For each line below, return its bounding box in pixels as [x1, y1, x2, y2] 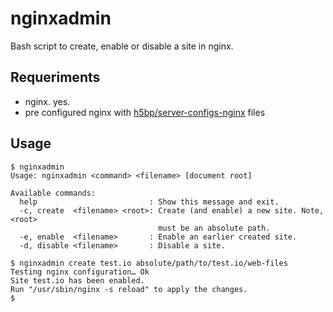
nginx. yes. [24, 95, 71, 107]
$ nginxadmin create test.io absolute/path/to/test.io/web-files [10, 258, 288, 268]
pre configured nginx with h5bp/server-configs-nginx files [24, 106, 266, 118]
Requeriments [10, 69, 101, 86]
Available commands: [10, 188, 97, 198]
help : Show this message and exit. [19, 197, 280, 207]
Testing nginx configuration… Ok [10, 267, 150, 277]
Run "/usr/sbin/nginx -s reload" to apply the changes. [10, 284, 248, 294]
